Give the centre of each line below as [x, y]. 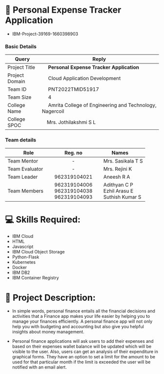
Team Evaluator [25, 169]
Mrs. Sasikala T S [123, 161]
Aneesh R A [117, 177]
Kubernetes [24, 262]
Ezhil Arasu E [118, 191]
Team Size [20, 97]
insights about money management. [48, 332]
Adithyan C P [118, 185]
